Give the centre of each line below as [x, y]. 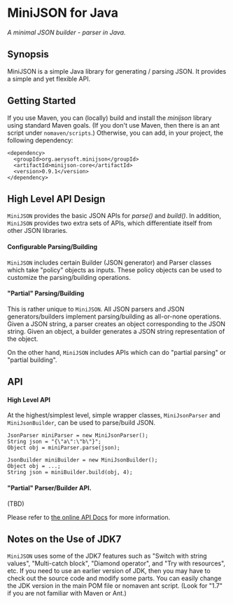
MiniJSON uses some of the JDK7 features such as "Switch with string [107, 556]
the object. [23, 339]
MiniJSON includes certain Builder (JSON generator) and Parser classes [110, 262]
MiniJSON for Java [63, 13]
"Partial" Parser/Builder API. [50, 488]
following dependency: [40, 140]
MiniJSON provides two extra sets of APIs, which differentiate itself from [110, 223]
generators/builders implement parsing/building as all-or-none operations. [114, 316]
